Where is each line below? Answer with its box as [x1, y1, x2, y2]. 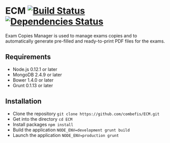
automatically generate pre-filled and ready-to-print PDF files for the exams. [5, 38, 165, 44]
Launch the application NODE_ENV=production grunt [12, 132, 119, 138]
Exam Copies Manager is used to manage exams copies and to [5, 32, 137, 39]
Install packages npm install [12, 121, 74, 127]
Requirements [5, 53, 51, 61]
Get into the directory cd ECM [12, 116, 73, 122]
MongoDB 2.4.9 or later [12, 71, 62, 78]
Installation [5, 97, 42, 106]
